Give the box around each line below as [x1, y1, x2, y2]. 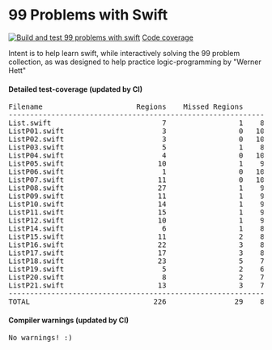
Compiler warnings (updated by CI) [8, 315, 130, 325]
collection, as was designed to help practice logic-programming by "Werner [8, 57, 261, 67]
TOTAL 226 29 [8, 297, 244, 306]
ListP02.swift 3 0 [8, 135, 244, 144]
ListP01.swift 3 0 [8, 127, 244, 136]
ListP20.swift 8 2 [8, 273, 244, 282]
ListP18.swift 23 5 [8, 257, 244, 266]
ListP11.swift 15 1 [8, 208, 244, 217]
